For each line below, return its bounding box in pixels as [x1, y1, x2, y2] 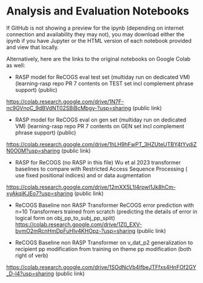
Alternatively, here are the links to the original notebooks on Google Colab [6, 55, 191, 62]
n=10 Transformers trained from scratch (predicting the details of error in [15, 207, 198, 215]
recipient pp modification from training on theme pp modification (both [15, 245, 192, 252]
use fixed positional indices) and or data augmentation [15, 171, 151, 179]
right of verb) [15, 252, 48, 259]
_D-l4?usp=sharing [6, 270, 55, 277]
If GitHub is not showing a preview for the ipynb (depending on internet [6, 24, 184, 31]
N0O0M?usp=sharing [6, 147, 61, 154]
